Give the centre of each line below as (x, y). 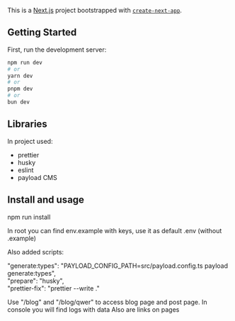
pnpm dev (20, 89)
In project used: (30, 141)
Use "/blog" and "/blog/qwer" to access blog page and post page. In (107, 302)
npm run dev (25, 62)
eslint (25, 170)
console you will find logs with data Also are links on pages (93, 309)
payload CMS (38, 177)
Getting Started (42, 32)
